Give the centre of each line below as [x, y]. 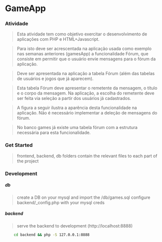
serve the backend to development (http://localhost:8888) [75, 226]
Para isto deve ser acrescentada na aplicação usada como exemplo [84, 48]
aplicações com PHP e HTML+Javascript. [58, 39]
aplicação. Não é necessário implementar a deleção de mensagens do [87, 113]
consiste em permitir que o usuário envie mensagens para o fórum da [86, 59]
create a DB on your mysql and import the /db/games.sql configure [84, 197]
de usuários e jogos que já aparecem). [55, 79]
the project [28, 161]
